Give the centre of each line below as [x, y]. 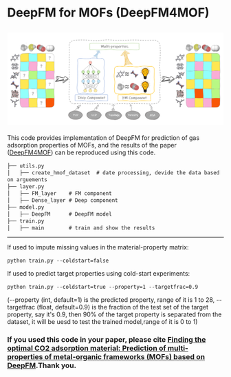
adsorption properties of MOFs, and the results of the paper [92, 145]
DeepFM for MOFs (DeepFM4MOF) [108, 13]
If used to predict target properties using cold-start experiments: [99, 274]
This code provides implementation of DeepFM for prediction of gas [103, 138]
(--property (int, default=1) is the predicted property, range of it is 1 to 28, [111, 300]
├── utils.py [26, 166]
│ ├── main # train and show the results [81, 228]
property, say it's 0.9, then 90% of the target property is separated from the [114, 314]
